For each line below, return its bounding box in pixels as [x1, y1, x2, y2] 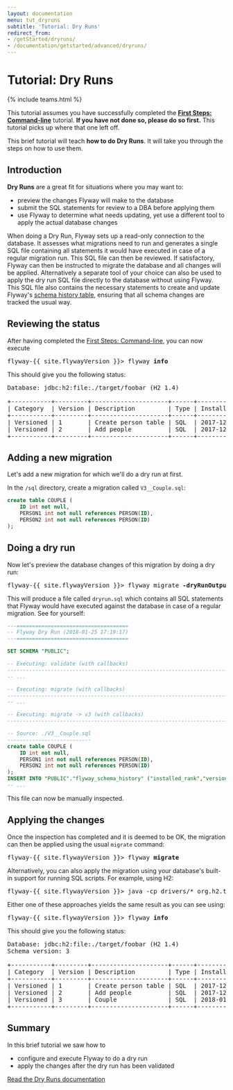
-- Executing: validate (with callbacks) [7, 660, 129, 668]
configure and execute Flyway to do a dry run [17, 1054, 148, 1062]
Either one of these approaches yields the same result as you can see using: [7, 900, 225, 908]
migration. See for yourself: [7, 609, 85, 617]
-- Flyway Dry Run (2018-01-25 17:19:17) [7, 629, 129, 636]
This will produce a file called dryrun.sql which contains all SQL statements [7, 594, 224, 603]
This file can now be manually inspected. [7, 794, 124, 802]
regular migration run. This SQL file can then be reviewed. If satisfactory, [7, 254, 215, 262]
